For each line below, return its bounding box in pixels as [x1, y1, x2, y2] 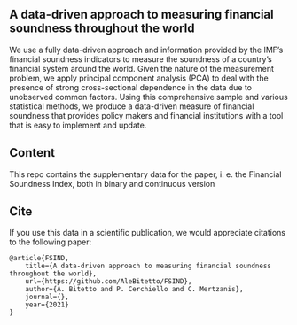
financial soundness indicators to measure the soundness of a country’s [9, 53, 272, 65]
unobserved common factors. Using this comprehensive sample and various [9, 91, 288, 102]
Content [9, 145, 56, 160]
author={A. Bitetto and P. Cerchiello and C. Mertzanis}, [25, 285, 244, 294]
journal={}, [25, 292, 69, 302]
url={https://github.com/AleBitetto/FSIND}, [25, 277, 192, 286]
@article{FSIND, [9, 254, 69, 263]
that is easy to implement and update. [9, 120, 147, 130]
